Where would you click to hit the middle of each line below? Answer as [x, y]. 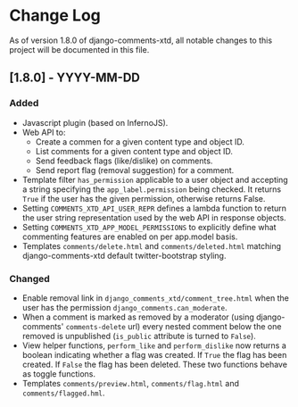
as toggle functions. [59, 374]
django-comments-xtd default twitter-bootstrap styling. [124, 255]
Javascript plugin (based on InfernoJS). [95, 122]
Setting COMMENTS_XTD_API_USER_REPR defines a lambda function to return [154, 208]
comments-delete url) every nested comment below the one [174, 326]
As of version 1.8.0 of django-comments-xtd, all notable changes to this [141, 40]
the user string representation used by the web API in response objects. [154, 217]
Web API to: [44, 132]
